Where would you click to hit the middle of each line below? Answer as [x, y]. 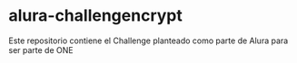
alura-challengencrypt [95, 16]
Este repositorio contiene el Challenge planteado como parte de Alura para [148, 40]
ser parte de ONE [41, 49]
